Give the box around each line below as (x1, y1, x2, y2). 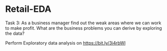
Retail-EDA (5, 3, 52, 15)
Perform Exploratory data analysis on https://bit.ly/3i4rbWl (5, 40, 126, 46)
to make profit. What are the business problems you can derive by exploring (5, 25, 162, 31)
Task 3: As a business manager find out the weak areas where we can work (5, 20, 161, 26)
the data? (5, 30, 25, 36)
